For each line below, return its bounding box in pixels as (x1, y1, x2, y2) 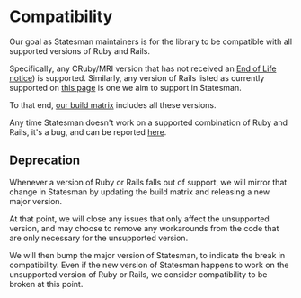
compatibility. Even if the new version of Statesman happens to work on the (9, 259, 289, 270)
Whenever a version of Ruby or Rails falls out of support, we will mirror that (9, 176, 288, 187)
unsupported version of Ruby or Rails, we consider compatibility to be (9, 268, 268, 280)
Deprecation (9, 153, 81, 168)
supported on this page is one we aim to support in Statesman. (9, 82, 243, 93)
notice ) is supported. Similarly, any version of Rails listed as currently (9, 72, 265, 83)
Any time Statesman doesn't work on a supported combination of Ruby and (9, 117, 288, 128)
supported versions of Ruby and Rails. (9, 45, 151, 56)
